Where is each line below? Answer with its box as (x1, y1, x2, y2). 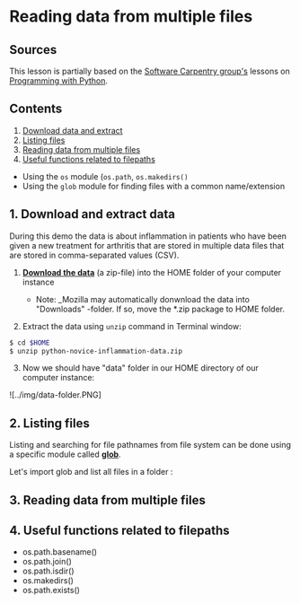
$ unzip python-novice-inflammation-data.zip (9, 346, 182, 355)
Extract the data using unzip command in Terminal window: (22, 320, 242, 331)
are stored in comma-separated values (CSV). (9, 249, 180, 260)
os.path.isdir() (22, 565, 75, 576)
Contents (9, 101, 63, 117)
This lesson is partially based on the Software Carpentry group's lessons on (9, 66, 290, 76)
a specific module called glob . (9, 449, 121, 460)
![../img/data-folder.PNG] (9, 390, 101, 400)
